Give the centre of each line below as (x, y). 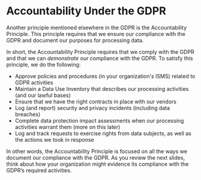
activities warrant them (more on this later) (67, 127)
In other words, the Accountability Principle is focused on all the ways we (97, 151)
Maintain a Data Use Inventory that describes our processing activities (102, 89)
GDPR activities (34, 83)
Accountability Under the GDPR (86, 11)
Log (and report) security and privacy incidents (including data (92, 108)
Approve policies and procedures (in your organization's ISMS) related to (105, 76)
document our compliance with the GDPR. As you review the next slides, (96, 157)
